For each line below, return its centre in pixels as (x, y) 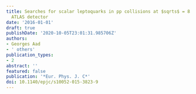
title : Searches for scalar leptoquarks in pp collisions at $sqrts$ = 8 (98, 11)
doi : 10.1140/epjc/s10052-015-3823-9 (52, 82)
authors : (17, 39)
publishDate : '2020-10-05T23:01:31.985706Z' (61, 33)
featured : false (26, 71)
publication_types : (30, 55)
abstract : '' (22, 66)
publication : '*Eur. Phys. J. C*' (48, 76)
